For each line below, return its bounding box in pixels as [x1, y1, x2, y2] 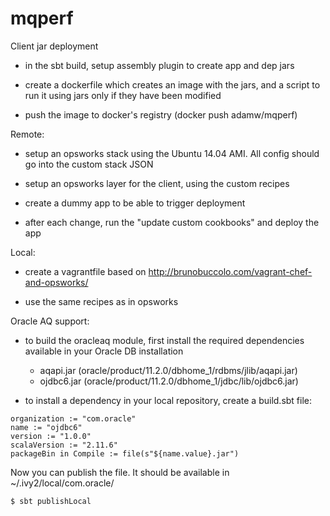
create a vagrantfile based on [24, 265, 147, 277]
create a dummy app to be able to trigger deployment [24, 197, 246, 209]
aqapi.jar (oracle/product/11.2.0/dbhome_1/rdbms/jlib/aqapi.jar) [39, 364, 298, 376]
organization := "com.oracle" [10, 413, 137, 424]
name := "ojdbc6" [10, 422, 83, 432]
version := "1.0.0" [10, 431, 92, 441]
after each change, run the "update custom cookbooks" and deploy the [24, 216, 320, 228]
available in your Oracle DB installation [24, 345, 184, 357]
